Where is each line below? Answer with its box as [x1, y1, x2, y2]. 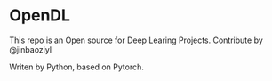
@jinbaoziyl [9, 44, 52, 54]
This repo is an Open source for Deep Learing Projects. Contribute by [9, 35, 264, 45]
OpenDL [9, 5, 71, 26]
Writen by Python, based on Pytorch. [9, 61, 144, 72]
